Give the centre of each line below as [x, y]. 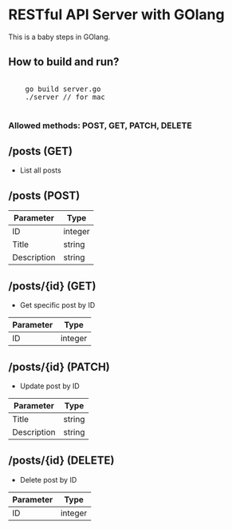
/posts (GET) [41, 151]
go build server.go [63, 89]
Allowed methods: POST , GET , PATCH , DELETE [100, 125]
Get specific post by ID [57, 305]
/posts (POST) [44, 195]
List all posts [40, 170]
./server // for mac [65, 97]
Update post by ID [49, 386]
